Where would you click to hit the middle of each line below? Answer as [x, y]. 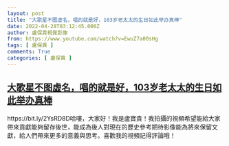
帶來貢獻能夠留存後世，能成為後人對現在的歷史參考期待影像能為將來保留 [109, 127]
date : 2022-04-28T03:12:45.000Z [53, 26]
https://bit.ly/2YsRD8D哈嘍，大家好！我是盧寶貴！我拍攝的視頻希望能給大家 [114, 118]
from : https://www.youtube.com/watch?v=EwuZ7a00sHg [83, 39]
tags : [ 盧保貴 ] [30, 45]
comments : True [29, 52]
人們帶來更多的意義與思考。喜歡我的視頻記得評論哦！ [100, 135]
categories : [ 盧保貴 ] [40, 58]
